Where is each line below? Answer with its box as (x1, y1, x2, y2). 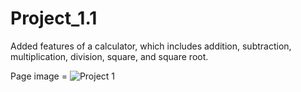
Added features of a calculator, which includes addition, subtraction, (10, 40, 292, 52)
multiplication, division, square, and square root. (10, 50, 209, 62)
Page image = (10, 70, 68, 82)
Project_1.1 (10, 7, 98, 30)
